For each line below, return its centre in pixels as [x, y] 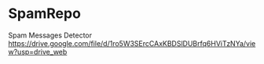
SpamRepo [44, 14]
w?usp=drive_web [38, 52]
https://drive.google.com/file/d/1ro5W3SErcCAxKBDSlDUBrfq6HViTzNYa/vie [132, 43]
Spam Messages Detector [50, 35]
